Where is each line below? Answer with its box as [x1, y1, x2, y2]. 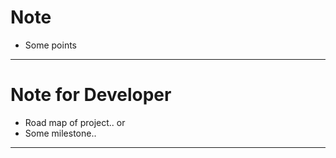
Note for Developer [10, 84, 172, 106]
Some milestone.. [24, 127, 97, 139]
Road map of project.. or [24, 116, 126, 128]
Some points [24, 39, 77, 51]
